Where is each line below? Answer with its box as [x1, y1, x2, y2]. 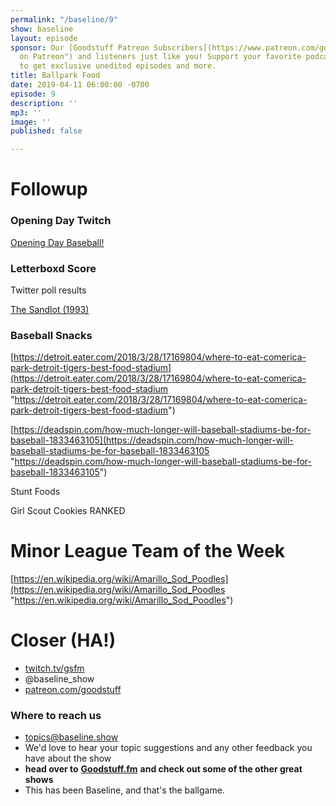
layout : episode [10, 33, 78, 43]
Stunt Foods [10, 486, 61, 498]
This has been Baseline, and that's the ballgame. [24, 784, 225, 796]
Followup [10, 178, 88, 201]
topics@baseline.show [24, 731, 119, 743]
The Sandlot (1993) [10, 303, 90, 315]
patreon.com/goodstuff [24, 684, 122, 696]
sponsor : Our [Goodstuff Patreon [10, 42, 150, 53]
